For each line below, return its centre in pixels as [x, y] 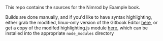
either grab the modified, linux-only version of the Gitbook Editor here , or [81, 23]
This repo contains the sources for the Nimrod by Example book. [73, 7]
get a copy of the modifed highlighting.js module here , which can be [77, 28]
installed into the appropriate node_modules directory [60, 33]
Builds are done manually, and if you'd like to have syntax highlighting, [79, 17]
